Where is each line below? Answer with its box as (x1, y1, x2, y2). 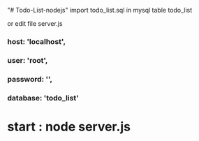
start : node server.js (7, 119, 131, 135)
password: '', (7, 74, 53, 84)
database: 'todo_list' (7, 93, 79, 103)
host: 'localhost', (7, 36, 66, 46)
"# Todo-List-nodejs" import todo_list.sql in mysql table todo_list (7, 6, 193, 14)
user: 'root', (7, 55, 48, 65)
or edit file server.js (7, 20, 63, 27)
